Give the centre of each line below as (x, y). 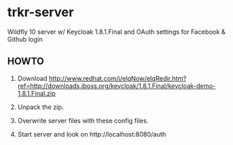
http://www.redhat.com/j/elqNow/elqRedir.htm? (118, 78)
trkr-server (41, 12)
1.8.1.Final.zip (37, 93)
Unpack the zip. (41, 107)
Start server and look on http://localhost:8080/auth (92, 134)
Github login (25, 39)
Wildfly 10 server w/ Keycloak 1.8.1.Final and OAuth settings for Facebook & (116, 32)
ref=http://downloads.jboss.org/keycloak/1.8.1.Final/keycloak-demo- (116, 86)
